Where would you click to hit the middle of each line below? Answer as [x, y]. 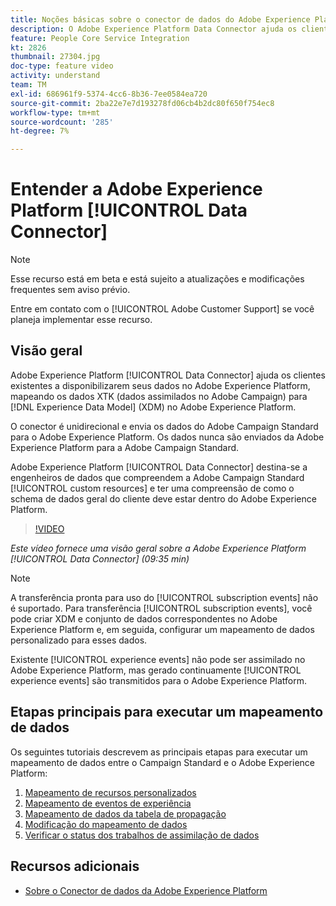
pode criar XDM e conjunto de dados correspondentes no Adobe [144, 618]
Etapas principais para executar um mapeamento [167, 712]
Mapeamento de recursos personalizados [110, 792]
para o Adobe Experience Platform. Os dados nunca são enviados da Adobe [167, 437]
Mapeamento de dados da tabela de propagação [125, 813]
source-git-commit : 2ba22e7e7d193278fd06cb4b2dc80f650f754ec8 [142, 103]
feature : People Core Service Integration [100, 38]
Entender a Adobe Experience [136, 189]
